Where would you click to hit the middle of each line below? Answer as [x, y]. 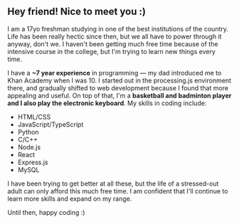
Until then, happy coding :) [46, 212]
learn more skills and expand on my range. [70, 198]
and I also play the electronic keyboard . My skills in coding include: [107, 103]
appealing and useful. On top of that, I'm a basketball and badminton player [119, 95]
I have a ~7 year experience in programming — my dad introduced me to [115, 73]
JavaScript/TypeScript [51, 124]
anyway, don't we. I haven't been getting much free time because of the [113, 44]
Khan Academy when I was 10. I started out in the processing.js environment [119, 80]
